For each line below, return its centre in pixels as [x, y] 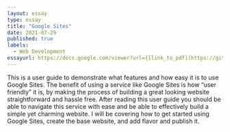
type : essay [24, 20]
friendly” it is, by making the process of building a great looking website [108, 92]
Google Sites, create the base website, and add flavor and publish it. [103, 121]
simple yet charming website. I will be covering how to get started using [108, 114]
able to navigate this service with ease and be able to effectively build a [108, 106]
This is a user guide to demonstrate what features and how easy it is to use [113, 77]
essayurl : [21, 58]
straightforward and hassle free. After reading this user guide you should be [114, 99]
